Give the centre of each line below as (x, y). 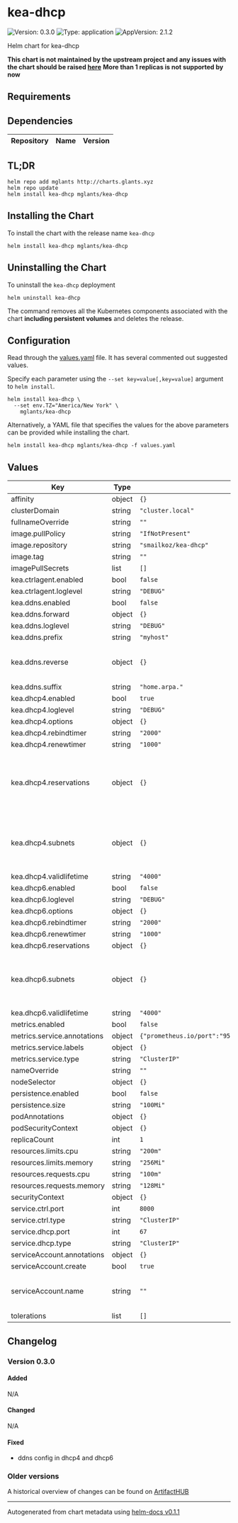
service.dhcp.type (41, 1243)
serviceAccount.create (49, 1266)
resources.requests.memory (58, 1186)
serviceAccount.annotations (58, 1255)
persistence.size (38, 1105)
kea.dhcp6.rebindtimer (49, 923)
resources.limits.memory (52, 1163)
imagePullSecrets (40, 568)
